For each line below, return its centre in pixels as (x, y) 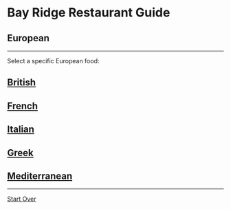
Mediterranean (40, 176)
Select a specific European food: (53, 61)
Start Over (22, 199)
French (22, 106)
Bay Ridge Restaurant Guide (89, 13)
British (22, 83)
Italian (21, 130)
